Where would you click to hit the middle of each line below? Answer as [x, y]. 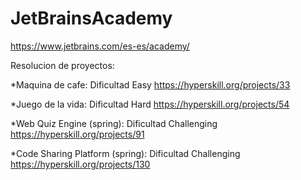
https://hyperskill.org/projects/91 [77, 134]
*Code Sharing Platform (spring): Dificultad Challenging [125, 153]
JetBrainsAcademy [91, 18]
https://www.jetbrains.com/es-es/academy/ [100, 46]
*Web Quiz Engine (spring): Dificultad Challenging [114, 123]
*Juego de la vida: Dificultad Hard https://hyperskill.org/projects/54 [150, 104]
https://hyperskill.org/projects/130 [80, 164]
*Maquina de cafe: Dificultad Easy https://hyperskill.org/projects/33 [150, 84]
